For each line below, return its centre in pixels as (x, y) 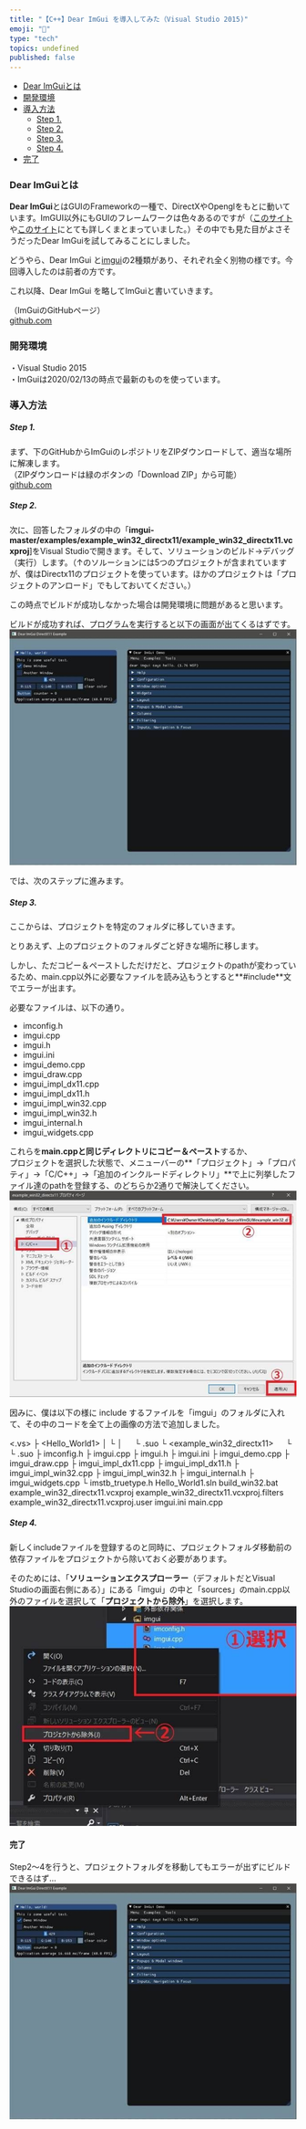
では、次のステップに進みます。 (69, 881)
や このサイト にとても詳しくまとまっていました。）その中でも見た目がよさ (146, 229)
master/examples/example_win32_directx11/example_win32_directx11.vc (151, 540)
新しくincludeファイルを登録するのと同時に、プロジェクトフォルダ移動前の (151, 1547)
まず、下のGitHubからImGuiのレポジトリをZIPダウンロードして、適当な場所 (151, 451)
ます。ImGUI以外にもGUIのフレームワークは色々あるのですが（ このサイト (155, 218)
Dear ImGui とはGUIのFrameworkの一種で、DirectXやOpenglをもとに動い (146, 206)
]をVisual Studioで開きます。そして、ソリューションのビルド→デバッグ (162, 551)
